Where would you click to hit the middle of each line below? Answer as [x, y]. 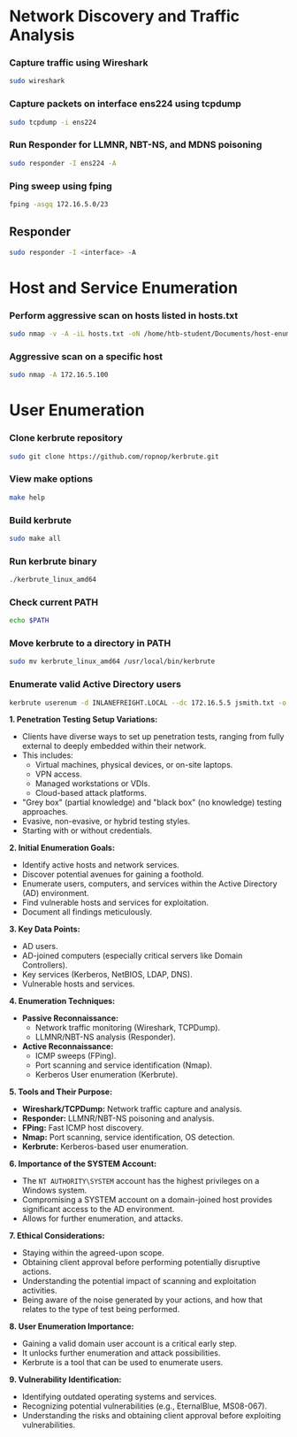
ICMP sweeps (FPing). [76, 1056]
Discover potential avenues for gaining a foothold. [113, 875]
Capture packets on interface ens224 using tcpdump [125, 104]
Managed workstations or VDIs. [92, 784]
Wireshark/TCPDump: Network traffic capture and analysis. [132, 1109]
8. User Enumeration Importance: [72, 1326]
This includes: [47, 755]
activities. [39, 1291]
